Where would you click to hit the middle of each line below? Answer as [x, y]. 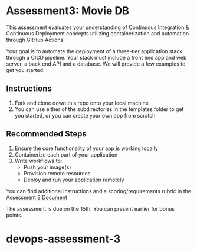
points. [14, 215]
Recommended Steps [46, 134]
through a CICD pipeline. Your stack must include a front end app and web [96, 57]
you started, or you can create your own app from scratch [85, 115]
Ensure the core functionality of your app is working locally [86, 148]
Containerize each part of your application [66, 154]
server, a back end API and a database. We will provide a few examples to [96, 64]
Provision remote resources [57, 173]
